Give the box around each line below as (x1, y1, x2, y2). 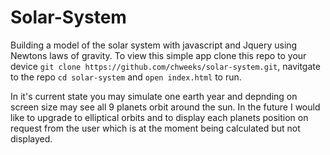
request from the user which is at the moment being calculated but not (10, 122, 301, 134)
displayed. (10, 132, 53, 145)
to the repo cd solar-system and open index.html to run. (10, 71, 242, 83)
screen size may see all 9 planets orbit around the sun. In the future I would (10, 101, 321, 113)
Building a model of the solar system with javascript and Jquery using (10, 39, 298, 51)
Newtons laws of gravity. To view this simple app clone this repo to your (10, 49, 307, 61)
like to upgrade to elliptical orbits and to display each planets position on (10, 111, 309, 123)
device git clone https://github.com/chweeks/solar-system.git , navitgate (10, 60, 321, 72)
